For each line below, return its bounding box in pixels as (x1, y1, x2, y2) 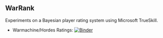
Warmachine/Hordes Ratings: (12, 27, 74, 33)
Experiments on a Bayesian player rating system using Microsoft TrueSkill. (5, 17, 158, 23)
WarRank (5, 4, 35, 12)
